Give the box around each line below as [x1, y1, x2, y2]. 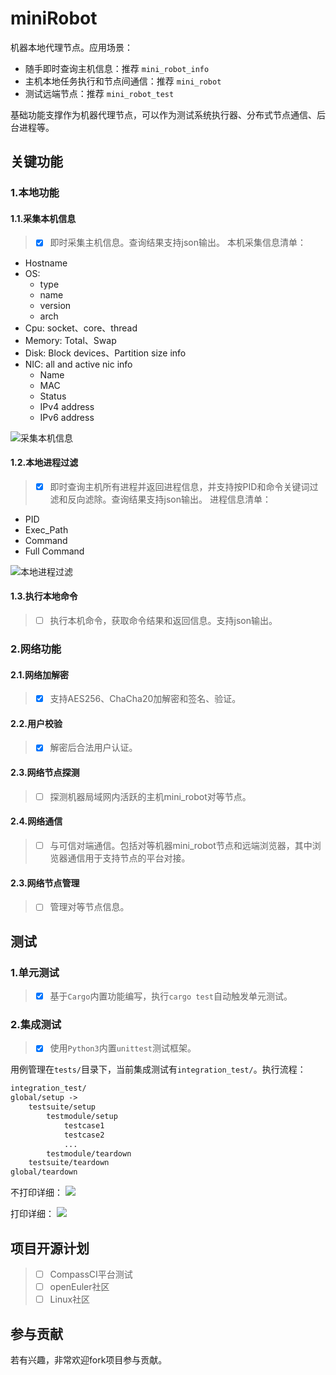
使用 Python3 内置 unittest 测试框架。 [49, 1042, 197, 1054]
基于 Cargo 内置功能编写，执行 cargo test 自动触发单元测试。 [49, 990, 293, 1002]
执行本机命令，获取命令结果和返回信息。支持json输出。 [49, 614, 278, 626]
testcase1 [63, 1120, 105, 1131]
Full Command [24, 545, 85, 557]
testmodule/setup [46, 1112, 118, 1122]
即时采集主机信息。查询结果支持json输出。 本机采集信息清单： [49, 237, 307, 249]
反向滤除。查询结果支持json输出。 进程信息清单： [67, 493, 272, 505]
